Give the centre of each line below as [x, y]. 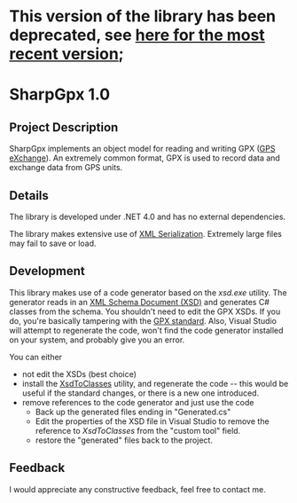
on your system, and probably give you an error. [97, 340]
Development [47, 271]
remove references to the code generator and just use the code [138, 402]
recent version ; [66, 54]
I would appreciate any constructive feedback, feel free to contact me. [137, 489]
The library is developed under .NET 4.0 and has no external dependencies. [148, 216]
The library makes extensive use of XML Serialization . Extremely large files [145, 234]
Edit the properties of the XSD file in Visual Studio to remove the [152, 421]
